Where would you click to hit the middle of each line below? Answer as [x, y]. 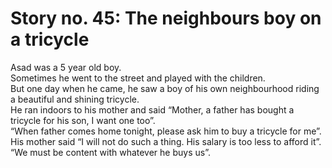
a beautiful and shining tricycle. [75, 99]
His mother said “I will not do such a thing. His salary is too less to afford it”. [166, 141]
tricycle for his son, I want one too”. [83, 120]
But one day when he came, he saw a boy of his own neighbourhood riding [165, 88]
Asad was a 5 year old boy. [66, 67]
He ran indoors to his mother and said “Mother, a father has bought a [152, 109]
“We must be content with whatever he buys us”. [110, 152]
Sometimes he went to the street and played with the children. [138, 78]
